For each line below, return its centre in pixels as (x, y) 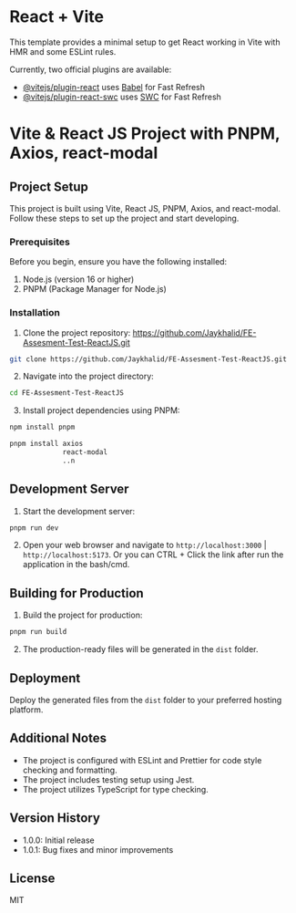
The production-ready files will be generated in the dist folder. (140, 649)
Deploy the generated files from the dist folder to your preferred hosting (146, 700)
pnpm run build (38, 632)
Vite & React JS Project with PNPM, (145, 134)
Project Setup (49, 187)
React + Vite (57, 17)
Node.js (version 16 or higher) (78, 279)
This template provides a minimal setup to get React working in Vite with (145, 42)
